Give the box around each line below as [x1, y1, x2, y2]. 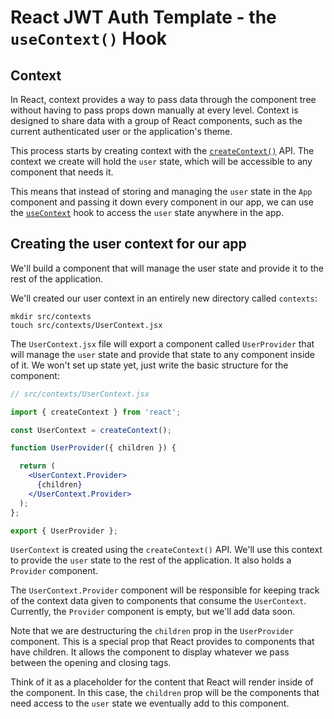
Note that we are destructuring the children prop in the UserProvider [10, 625, 294, 637]
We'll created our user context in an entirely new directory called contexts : [10, 292, 318, 304]
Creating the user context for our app [10, 236, 247, 253]
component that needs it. [10, 166, 114, 178]
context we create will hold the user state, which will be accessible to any [10, 156, 313, 167]
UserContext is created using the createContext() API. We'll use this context [10, 544, 323, 556]
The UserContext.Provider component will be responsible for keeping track [10, 584, 320, 596]
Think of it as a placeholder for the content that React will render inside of [10, 676, 314, 688]
